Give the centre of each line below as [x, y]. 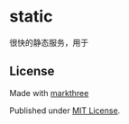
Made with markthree [49, 93]
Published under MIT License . [65, 111]
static [31, 17]
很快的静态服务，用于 [49, 42]
